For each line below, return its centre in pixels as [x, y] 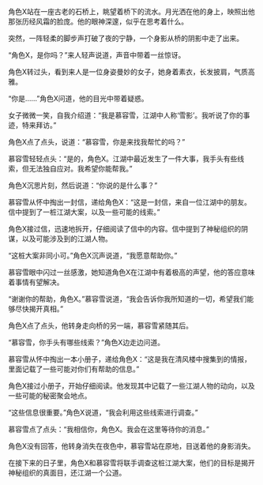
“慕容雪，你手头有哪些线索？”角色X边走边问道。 [86, 342]
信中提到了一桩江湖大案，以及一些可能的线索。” [84, 212]
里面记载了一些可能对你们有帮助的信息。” [74, 369]
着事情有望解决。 [36, 282]
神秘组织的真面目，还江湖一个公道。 [67, 473]
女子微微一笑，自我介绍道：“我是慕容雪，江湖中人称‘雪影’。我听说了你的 [126, 115]
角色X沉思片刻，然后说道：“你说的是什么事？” [83, 185]
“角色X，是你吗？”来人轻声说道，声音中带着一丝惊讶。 [97, 55]
